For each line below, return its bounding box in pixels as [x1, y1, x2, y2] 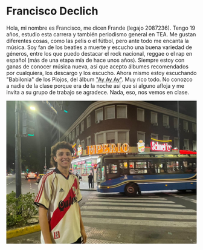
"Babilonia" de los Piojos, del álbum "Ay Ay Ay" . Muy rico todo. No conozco [6, 76, 193, 83]
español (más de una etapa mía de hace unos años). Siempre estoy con [6, 56, 185, 64]
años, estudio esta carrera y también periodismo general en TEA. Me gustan [6, 30, 196, 38]
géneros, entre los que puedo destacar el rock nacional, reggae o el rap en [6, 50, 193, 57]
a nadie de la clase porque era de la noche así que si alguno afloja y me [6, 82, 184, 89]
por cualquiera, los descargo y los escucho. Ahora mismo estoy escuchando [6, 69, 197, 76]
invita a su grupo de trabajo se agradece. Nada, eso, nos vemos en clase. [6, 88, 189, 96]
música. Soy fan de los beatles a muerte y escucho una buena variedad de [6, 44, 192, 51]
